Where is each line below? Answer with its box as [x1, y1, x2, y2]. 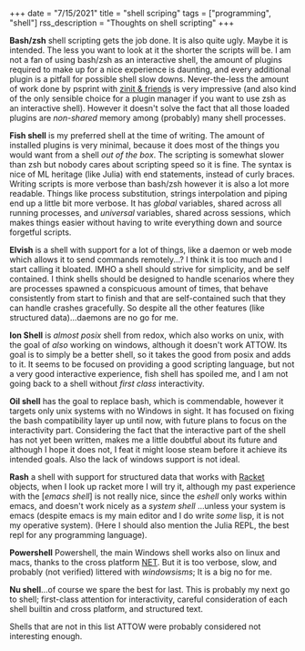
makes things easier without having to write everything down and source [9, 218, 282, 228]
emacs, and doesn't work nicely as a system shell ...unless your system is [9, 501, 287, 511]
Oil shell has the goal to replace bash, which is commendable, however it [9, 396, 284, 406]
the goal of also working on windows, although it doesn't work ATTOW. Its [9, 340, 288, 350]
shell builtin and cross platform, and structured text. [9, 604, 203, 614]
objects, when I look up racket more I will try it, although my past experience [9, 482, 296, 492]
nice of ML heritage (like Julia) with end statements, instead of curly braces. [9, 168, 296, 179]
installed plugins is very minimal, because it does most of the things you [9, 140, 280, 150]
